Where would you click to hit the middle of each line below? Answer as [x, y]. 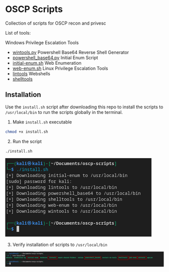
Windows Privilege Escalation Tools [42, 42]
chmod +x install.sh [27, 131]
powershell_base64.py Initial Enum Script [55, 57]
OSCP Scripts [34, 9]
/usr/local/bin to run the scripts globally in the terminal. [64, 112]
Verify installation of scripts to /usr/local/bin [60, 244]
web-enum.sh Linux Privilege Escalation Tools [60, 68]
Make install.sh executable [42, 122]
